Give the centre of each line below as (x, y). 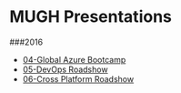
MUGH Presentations (91, 17)
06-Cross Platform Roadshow (78, 78)
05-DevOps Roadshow (65, 69)
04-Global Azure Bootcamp (74, 59)
